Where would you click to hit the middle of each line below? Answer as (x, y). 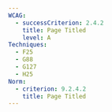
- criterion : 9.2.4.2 (51, 89)
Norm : (17, 81)
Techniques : (28, 45)
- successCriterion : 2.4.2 (60, 23)
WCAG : (17, 15)
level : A (37, 37)
